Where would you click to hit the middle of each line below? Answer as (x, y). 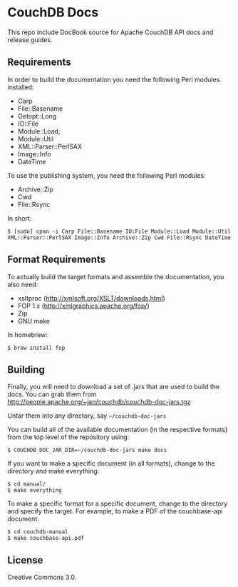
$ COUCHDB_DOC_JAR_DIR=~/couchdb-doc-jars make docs (87, 451)
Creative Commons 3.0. (42, 577)
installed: (21, 87)
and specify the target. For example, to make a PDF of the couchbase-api (115, 511)
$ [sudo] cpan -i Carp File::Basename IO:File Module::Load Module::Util (119, 231)
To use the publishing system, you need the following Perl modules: (107, 175)
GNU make (33, 321)
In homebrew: (28, 335)
